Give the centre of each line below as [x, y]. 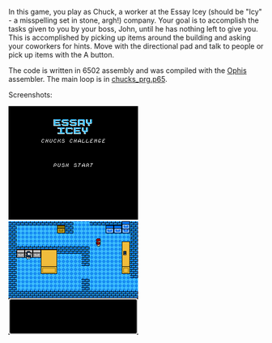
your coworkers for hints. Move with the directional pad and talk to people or [136, 46]
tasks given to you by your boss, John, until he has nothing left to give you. [133, 29]
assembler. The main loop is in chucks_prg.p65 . [88, 79]
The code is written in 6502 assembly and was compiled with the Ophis [127, 71]
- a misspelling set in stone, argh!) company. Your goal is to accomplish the [134, 20]
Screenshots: [30, 95]
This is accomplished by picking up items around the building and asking [130, 37]
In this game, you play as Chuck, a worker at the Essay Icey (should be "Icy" [136, 12]
